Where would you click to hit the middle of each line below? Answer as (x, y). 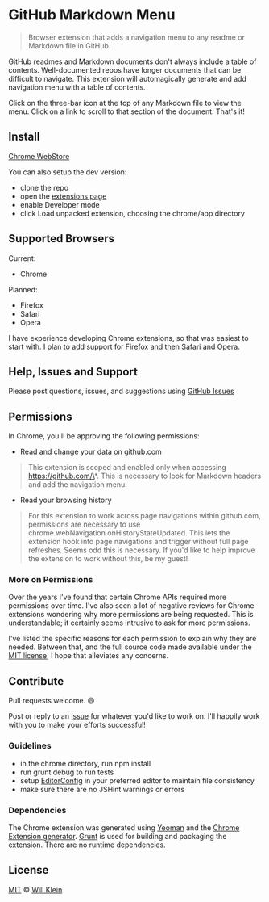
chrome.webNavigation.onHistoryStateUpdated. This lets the (129, 533)
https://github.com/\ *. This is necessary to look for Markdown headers (145, 476)
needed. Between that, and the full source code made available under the (130, 647)
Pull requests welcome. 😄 (52, 701)
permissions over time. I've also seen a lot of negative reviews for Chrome (131, 606)
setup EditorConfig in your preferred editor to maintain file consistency (137, 780)
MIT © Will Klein (35, 889)
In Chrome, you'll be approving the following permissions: (104, 436)
